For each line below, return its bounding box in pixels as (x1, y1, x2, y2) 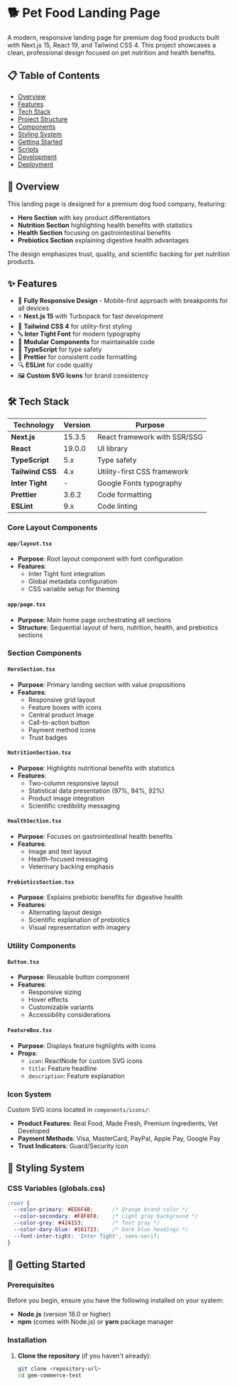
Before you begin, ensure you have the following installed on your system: (7, 1296, 224, 1305)
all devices (17, 304, 50, 312)
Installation (7, 1335, 48, 1345)
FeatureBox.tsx (7, 1026, 53, 1034)
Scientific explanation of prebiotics (28, 915, 130, 924)
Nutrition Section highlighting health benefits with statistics (17, 221, 193, 229)
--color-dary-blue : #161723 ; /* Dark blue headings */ (13, 1226, 189, 1233)
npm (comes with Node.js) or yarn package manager (17, 1317, 174, 1326)
